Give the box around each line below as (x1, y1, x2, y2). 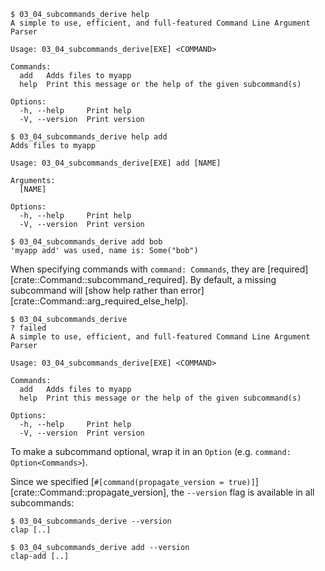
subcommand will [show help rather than (10, 285, 179, 296)
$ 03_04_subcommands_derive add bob (10, 237, 163, 247)
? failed (10, 323, 47, 333)
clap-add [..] (10, 551, 70, 561)
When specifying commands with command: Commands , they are (10, 263, 266, 275)
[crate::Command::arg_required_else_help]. (10, 295, 188, 307)
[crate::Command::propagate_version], (10, 486, 170, 498)
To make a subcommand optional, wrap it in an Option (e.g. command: (10, 446, 292, 457)
